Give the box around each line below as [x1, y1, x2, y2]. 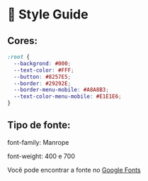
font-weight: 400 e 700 [7, 152, 76, 160]
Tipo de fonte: [7, 119, 71, 131]
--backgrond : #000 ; [13, 60, 72, 67]
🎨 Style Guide [7, 6, 89, 23]
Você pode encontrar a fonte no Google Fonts [7, 165, 142, 174]
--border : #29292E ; [13, 79, 72, 87]
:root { [7, 53, 30, 60]
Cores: [7, 35, 38, 47]
